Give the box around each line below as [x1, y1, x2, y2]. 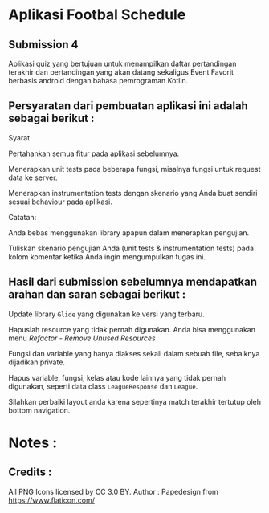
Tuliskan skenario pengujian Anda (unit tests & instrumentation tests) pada [8, 243, 255, 253]
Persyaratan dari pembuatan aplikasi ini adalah [8, 99, 249, 113]
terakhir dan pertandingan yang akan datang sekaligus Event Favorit [8, 67, 234, 77]
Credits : [8, 466, 52, 479]
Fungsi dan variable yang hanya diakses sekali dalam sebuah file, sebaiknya [8, 348, 260, 358]
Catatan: [8, 212, 37, 222]
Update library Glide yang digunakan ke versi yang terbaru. [8, 309, 205, 319]
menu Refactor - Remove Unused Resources [8, 333, 156, 343]
